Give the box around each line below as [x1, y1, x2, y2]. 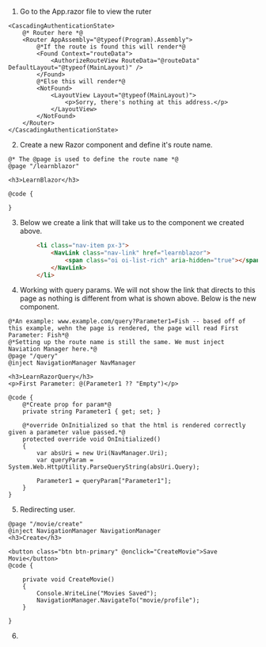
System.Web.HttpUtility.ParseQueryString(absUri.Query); [8, 463, 200, 471]
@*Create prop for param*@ [22, 400, 112, 409]
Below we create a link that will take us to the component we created [19, 218, 245, 227]
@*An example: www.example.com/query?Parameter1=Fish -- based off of [8, 317, 246, 326]
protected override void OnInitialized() [22, 435, 161, 443]
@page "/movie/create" [8, 520, 83, 528]
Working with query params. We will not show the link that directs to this [19, 285, 256, 295]
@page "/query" [8, 352, 59, 360]
